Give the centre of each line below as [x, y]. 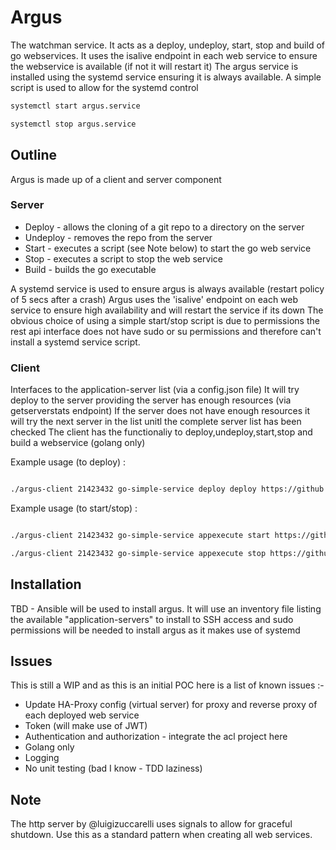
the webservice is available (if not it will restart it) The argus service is [154, 66]
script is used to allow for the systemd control [104, 87]
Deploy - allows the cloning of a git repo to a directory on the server [164, 227]
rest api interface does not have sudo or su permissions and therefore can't [166, 331]
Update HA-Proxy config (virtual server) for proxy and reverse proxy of [171, 705]
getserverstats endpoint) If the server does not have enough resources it [160, 411]
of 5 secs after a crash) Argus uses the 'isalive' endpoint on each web [154, 299]
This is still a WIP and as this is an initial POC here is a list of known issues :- [167, 685]
